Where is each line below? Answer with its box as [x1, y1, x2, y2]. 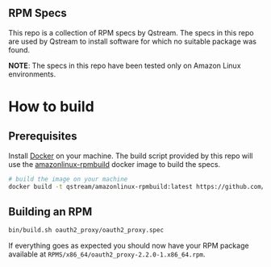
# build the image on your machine [8, 175, 128, 183]
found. [8, 44, 31, 55]
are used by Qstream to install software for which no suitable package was [8, 36, 256, 46]
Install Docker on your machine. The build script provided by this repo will [8, 151, 253, 161]
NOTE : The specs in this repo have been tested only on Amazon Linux [8, 60, 241, 70]
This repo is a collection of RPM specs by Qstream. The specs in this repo [8, 27, 254, 37]
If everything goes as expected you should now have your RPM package [8, 241, 249, 251]
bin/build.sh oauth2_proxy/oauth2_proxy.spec [8, 226, 164, 235]
